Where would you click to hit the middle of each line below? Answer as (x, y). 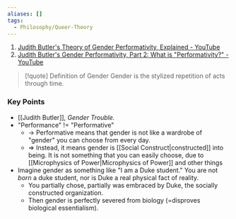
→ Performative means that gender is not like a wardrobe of (115, 133)
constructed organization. (66, 193)
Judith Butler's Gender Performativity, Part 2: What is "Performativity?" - (123, 55)
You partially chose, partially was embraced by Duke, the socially (123, 185)
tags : (15, 21)
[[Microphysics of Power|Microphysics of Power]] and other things (125, 162)
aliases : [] (25, 14)
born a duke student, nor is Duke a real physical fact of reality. (108, 177)
